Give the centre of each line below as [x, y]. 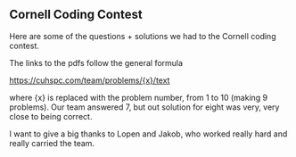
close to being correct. [51, 116]
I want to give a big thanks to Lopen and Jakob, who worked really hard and [148, 134]
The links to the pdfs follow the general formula [96, 62]
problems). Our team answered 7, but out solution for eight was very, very [144, 107]
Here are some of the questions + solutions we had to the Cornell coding [143, 36]
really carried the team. [52, 143]
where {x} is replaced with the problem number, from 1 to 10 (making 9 [139, 97]
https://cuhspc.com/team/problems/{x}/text [90, 80]
